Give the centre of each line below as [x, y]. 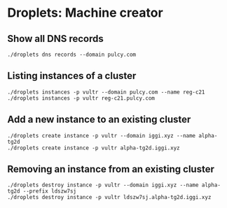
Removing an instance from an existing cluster [111, 169]
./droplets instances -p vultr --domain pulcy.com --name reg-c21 [106, 92]
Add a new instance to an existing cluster [99, 120]
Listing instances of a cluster [72, 76]
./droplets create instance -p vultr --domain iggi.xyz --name [102, 135]
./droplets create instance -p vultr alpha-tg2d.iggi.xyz [94, 148]
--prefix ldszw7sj [50, 191]
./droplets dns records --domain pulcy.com [72, 54]
